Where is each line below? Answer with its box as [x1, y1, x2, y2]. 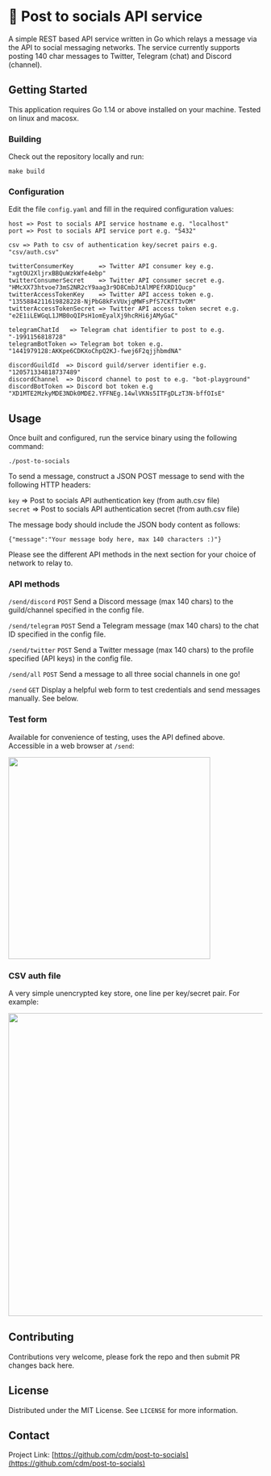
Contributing [8, 1331, 74, 1344]
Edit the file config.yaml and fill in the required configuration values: [8, 204, 234, 214]
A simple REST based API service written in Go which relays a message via [8, 34, 257, 44]
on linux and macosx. [8, 113, 79, 123]
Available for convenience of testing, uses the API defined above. [8, 732, 226, 742]
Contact [8, 1429, 50, 1443]
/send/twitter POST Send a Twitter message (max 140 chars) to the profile [8, 645, 254, 655]
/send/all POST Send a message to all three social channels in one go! [8, 670, 240, 679]
